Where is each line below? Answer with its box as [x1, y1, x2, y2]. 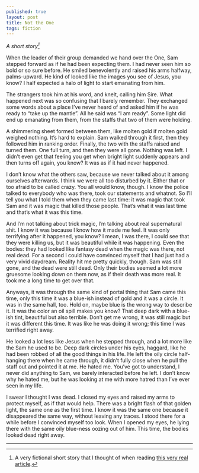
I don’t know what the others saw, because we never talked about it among [6, 171, 190, 178]
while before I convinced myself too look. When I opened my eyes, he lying [6, 418, 190, 425]
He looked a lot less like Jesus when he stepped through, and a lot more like [6, 338, 192, 345]
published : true [6, 8, 46, 15]
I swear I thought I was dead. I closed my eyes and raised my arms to [6, 393, 175, 401]
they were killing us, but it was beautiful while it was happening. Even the [6, 239, 185, 246]
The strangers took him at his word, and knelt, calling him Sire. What [6, 90, 173, 98]
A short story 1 [6, 42, 40, 49]
